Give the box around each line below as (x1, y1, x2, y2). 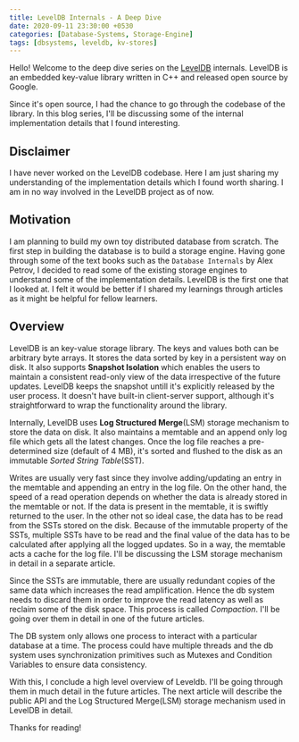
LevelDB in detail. (9, 704, 73, 715)
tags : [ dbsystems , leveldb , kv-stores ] (9, 38, 158, 47)
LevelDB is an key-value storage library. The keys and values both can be (9, 342, 279, 353)
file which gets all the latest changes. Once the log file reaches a (9, 435, 247, 447)
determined (9, 445, 52, 456)
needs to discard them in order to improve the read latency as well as (9, 594, 264, 604)
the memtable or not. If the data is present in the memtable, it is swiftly (9, 501, 269, 511)
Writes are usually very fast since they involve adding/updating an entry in (9, 472, 282, 483)
